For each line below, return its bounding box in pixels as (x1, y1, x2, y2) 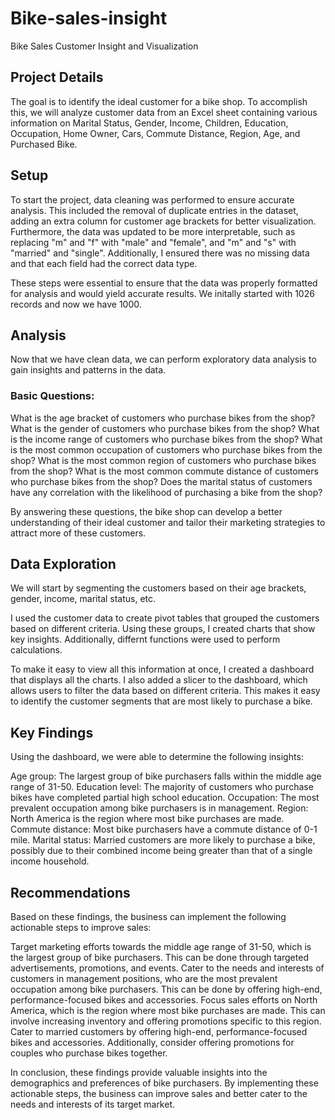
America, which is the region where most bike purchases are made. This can (10, 1005, 326, 1017)
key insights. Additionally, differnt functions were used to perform (10, 633, 281, 646)
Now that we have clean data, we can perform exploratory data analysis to (10, 353, 317, 366)
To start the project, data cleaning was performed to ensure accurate (10, 193, 295, 206)
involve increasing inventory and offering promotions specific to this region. (10, 1015, 322, 1027)
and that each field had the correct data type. (10, 257, 198, 269)
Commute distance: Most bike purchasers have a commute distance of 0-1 (10, 823, 318, 836)
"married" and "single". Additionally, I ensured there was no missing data (10, 247, 310, 259)
